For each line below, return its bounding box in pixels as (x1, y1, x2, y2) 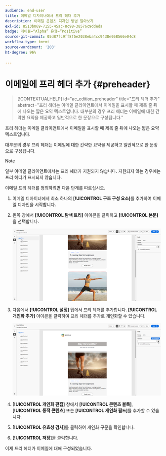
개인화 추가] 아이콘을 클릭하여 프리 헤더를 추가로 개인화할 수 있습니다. (12, 313, 146, 319)
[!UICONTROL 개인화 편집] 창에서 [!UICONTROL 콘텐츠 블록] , (12, 401, 133, 407)
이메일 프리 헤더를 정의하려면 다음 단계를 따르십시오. (5, 185, 105, 191)
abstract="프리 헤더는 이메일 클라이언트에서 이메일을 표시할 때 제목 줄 (17, 102, 153, 108)
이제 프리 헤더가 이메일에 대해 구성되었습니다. (5, 445, 92, 451)
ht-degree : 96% (5, 50, 37, 55)
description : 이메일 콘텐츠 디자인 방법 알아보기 (5, 18, 94, 23)
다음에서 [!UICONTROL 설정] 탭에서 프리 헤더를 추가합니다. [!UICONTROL (12, 307, 157, 313)
